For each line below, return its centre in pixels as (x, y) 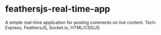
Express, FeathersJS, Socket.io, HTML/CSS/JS (52, 27)
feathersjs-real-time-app (58, 9)
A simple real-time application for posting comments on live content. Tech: (81, 22)
